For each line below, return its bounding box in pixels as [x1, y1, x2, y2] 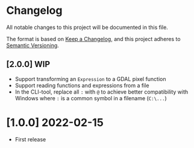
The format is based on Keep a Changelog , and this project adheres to [6, 35, 181, 42]
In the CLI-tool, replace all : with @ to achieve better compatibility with [14, 88, 189, 95]
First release [14, 135, 46, 143]
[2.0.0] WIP [6, 59, 50, 69]
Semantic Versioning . [6, 42, 59, 49]
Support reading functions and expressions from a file [14, 82, 149, 89]
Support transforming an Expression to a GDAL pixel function [14, 75, 166, 82]
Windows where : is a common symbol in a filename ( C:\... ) [14, 94, 167, 101]
